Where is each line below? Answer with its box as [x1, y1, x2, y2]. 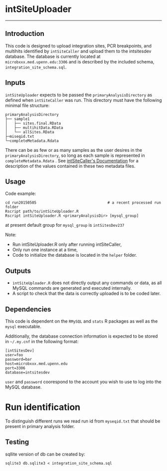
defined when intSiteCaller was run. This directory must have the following [5, 97, 162, 103]
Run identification [5, 402, 81, 413]
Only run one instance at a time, [12, 247, 78, 253]
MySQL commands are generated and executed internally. [12, 285, 132, 291]
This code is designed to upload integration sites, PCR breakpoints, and [5, 42, 152, 48]
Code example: [5, 191, 36, 197]
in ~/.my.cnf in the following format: [5, 339, 79, 344]
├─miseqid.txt [5, 134, 35, 139]
